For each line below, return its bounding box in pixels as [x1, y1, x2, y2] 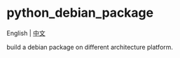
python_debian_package [6, 5, 154, 21]
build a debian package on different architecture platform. [6, 43, 173, 51]
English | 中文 [6, 29, 46, 37]
